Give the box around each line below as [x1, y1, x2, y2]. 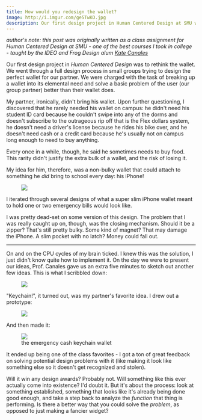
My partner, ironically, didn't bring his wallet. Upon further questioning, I [6, 98, 185, 105]
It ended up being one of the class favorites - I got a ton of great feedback [6, 351, 191, 358]
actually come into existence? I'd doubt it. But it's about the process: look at [6, 381, 194, 389]
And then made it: [6, 321, 50, 329]
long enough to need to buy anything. [6, 137, 99, 144]
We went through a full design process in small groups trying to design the [6, 67, 191, 75]
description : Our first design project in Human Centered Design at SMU [6, 20, 192, 26]
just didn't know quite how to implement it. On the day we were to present [6, 256, 189, 264]
